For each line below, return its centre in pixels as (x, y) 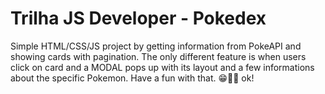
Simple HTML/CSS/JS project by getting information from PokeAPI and (156, 46)
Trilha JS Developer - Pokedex (138, 18)
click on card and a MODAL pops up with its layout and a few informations (162, 67)
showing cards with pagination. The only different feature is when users (158, 56)
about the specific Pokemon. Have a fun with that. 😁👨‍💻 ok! (132, 78)
